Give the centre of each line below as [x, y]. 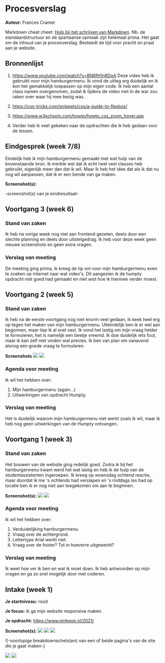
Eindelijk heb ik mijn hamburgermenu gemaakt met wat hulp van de [74, 158]
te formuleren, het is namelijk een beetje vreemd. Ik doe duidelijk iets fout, [81, 335]
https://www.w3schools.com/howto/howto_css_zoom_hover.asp [78, 116]
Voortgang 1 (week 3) [39, 440]
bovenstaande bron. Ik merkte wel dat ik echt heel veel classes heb [74, 164]
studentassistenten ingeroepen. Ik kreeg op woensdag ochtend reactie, [78, 475]
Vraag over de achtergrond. [41, 534]
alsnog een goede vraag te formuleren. [45, 346]
